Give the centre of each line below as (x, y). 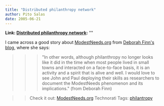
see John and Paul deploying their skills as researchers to (101, 78)
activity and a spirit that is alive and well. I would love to (98, 73)
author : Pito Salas (25, 14)
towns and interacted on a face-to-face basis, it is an (96, 68)
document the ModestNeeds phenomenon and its (92, 83)
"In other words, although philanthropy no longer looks (97, 57)
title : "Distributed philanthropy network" (51, 10)
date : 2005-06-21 (23, 19)
